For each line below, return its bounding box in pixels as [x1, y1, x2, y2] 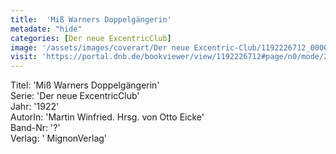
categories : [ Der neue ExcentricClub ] [10, 33, 172, 43]
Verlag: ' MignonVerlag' [10, 132, 108, 145]
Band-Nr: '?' [10, 122, 61, 134]
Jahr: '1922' [10, 101, 60, 113]
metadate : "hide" [10, 24, 83, 34]
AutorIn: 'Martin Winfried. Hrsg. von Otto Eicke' [10, 111, 205, 123]
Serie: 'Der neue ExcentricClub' [10, 90, 140, 102]
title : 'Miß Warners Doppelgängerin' [10, 14, 172, 25]
